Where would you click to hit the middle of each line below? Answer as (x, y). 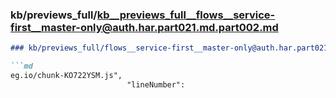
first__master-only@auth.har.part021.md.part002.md (144, 27)
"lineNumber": (156, 84)
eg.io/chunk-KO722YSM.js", (66, 76)
